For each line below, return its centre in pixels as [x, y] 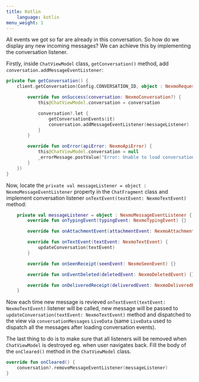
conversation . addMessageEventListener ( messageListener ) [119, 124]
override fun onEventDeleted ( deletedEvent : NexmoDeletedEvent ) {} [111, 274]
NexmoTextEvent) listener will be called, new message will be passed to [92, 308]
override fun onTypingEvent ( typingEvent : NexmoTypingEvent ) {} [107, 220]
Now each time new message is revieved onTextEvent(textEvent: [86, 302]
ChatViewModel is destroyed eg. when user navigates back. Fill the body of [96, 345]
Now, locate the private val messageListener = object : [76, 185]
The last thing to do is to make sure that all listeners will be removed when [97, 339]
